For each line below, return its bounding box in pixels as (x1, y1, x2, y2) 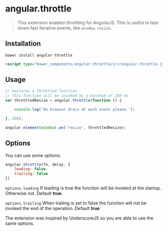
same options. (5, 220, 34, 226)
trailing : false (14, 171, 48, 176)
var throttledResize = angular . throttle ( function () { (5, 98, 122, 103)
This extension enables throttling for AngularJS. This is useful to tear (17, 20, 159, 26)
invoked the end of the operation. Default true (5, 205, 100, 211)
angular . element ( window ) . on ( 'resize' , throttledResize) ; (5, 125, 126, 130)
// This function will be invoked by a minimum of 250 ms (5, 93, 128, 98)
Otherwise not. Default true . (5, 190, 63, 196)
